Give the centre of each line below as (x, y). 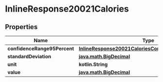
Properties (21, 27)
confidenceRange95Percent (41, 49)
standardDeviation (29, 57)
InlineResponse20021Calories (67, 9)
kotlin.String (93, 64)
